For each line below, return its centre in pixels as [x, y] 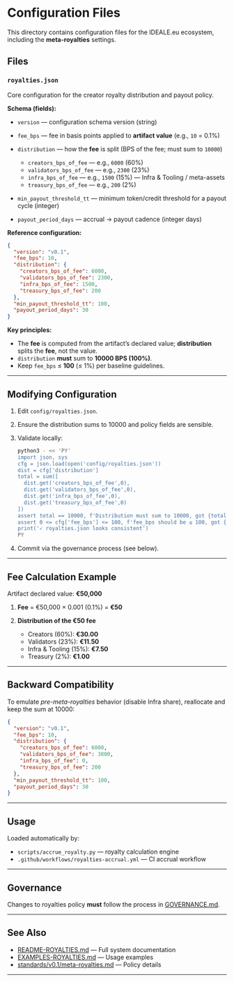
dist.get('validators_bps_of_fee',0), [80, 490]
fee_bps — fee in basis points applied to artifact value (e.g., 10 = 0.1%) [119, 135]
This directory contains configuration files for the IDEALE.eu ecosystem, [111, 32]
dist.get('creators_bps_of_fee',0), [77, 483]
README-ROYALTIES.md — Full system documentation [96, 949]
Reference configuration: [45, 232]
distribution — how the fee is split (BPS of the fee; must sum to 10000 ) [120, 149]
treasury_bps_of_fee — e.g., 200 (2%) [82, 184]
